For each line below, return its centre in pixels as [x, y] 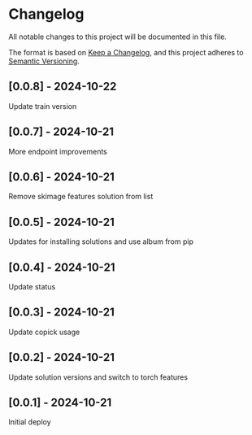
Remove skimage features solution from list [81, 197]
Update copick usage [44, 332]
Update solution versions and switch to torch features [98, 377]
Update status [32, 287]
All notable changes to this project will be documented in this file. [118, 37]
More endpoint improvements [58, 151]
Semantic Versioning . [44, 61]
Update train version [43, 106]
